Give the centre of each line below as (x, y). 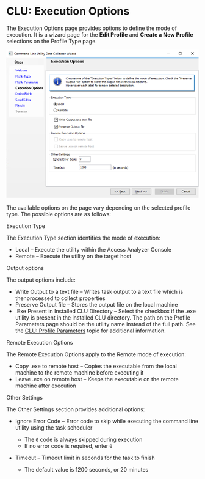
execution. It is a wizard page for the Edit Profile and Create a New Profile (100, 34)
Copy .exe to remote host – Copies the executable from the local (96, 366)
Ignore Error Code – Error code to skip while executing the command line (106, 421)
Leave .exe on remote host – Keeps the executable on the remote (97, 379)
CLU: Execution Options (68, 11)
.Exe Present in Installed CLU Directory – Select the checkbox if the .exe (106, 311)
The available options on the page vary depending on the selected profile (99, 208)
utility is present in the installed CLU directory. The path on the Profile (103, 318)
